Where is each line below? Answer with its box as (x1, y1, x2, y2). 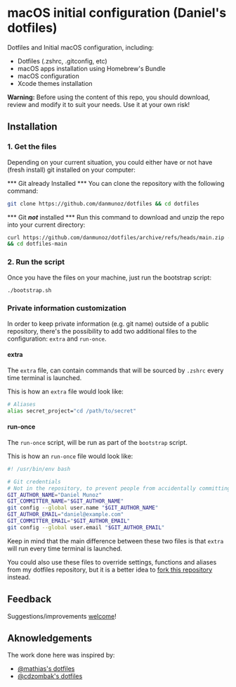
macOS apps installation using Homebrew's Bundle (17, 64, 166, 73)
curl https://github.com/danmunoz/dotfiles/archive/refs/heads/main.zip (7, 234, 225, 241)
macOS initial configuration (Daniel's (7, 5, 227, 21)
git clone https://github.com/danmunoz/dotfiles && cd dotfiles (7, 200, 199, 207)
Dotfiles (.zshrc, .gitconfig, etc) (17, 56, 107, 65)
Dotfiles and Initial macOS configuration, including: (7, 43, 155, 51)
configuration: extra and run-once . (7, 334, 107, 343)
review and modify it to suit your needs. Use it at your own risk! (7, 100, 190, 108)
